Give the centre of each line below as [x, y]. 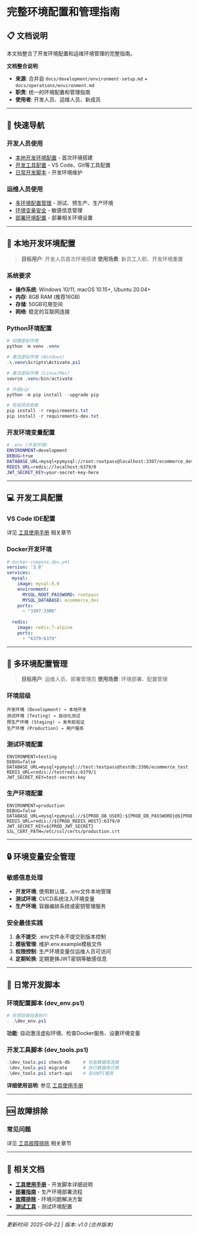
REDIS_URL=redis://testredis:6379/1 [51, 772]
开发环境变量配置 [31, 432]
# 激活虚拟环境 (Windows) [36, 357]
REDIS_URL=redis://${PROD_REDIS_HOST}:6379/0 [63, 821]
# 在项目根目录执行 [27, 1016]
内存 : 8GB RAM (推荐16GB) [48, 297]
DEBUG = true [20, 456]
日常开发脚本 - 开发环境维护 [49, 172]
